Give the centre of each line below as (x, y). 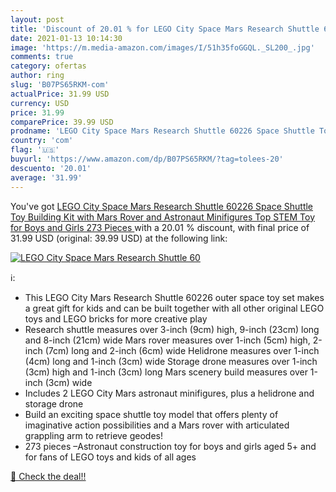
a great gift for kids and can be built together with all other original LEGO (174, 308)
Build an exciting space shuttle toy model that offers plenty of (151, 414)
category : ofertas (48, 66)
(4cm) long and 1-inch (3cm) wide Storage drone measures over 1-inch (171, 361)
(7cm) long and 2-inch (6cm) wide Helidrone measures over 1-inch (182, 350)
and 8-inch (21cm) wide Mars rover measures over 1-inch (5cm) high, (167, 340)
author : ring (37, 76)
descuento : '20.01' (51, 168)
